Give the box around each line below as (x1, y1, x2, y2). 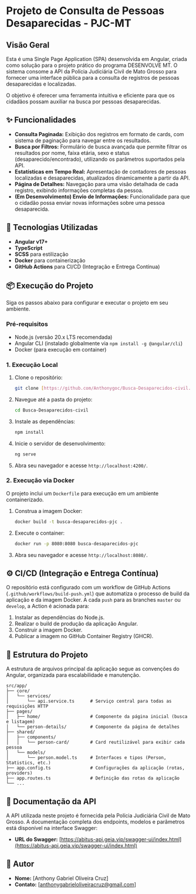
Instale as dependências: (14, 418, 75, 425)
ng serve (14, 451, 36, 457)
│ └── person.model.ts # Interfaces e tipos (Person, (6, 755, 167, 761)
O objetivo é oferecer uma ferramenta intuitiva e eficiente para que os (6, 92, 175, 99)
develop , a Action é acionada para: (6, 603, 90, 610)
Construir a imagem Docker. (14, 626, 83, 633)
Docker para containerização (14, 257, 86, 264)
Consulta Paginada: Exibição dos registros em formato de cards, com (14, 130, 184, 137)
